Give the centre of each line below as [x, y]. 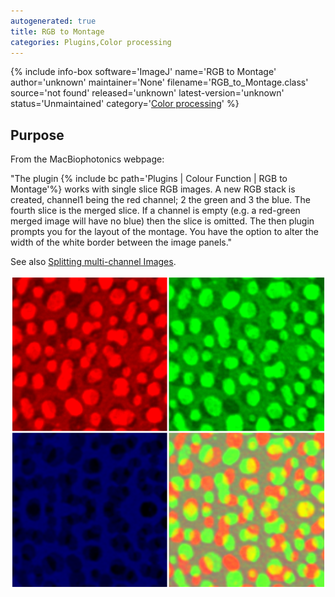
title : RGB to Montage [57, 31]
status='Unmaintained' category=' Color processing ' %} [125, 104]
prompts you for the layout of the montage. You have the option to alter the [164, 232]
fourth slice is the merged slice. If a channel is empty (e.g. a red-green [155, 211]
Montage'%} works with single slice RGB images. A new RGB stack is [153, 189]
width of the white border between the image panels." [121, 242]
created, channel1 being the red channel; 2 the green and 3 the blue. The [160, 200]
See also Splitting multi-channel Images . [93, 262]
